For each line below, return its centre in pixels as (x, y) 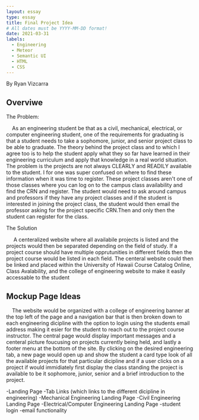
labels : (16, 39)
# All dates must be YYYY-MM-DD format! (57, 28)
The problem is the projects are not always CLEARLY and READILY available (99, 166)
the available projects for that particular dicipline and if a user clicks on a (95, 361)
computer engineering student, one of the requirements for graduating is (95, 135)
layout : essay (24, 12)
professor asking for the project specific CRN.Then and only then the (91, 210)
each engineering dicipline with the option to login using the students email (98, 323)
